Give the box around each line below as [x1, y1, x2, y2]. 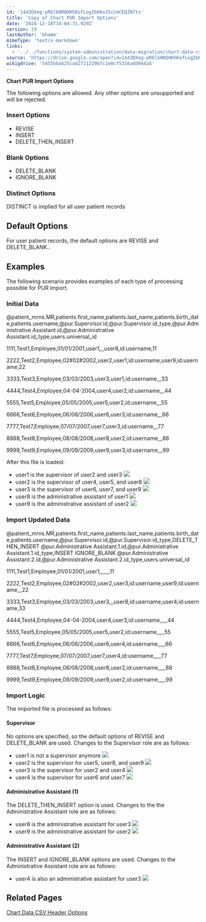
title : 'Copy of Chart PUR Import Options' [6, 15, 120, 21]
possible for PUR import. [6, 284, 69, 292]
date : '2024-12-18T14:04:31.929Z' [6, 20, 95, 26]
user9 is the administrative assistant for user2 [15, 828, 131, 835]
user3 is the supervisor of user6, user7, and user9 [15, 486, 142, 493]
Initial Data [6, 299, 39, 308]
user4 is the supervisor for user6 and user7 [15, 774, 126, 781]
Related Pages [6, 893, 63, 903]
